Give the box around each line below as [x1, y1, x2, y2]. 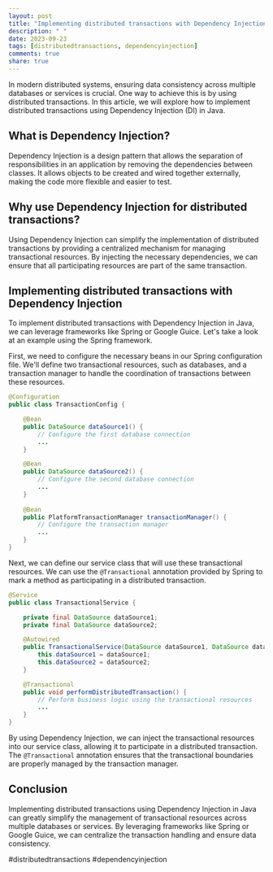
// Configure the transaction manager [37, 521, 169, 529]
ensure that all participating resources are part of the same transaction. [8, 260, 248, 270]
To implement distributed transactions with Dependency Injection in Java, [8, 318, 254, 328]
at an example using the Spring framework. [8, 335, 153, 346]
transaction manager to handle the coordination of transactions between [8, 368, 251, 378]
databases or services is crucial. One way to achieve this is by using [8, 88, 237, 98]
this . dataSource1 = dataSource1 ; [37, 651, 151, 659]
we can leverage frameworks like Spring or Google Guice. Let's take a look [8, 327, 258, 337]
